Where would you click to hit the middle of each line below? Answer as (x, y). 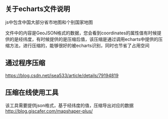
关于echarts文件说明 (38, 9)
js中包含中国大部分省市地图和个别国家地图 (49, 22)
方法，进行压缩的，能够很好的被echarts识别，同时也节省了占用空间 (79, 45)
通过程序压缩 (25, 63)
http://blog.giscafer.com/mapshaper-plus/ (49, 111)
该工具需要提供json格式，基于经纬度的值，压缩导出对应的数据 (70, 105)
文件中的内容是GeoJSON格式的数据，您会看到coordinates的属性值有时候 (81, 33)
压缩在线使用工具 (32, 93)
